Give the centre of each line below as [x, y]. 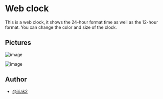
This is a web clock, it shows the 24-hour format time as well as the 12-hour [81, 22]
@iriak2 [20, 91]
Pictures [18, 43]
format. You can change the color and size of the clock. [61, 27]
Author [16, 80]
